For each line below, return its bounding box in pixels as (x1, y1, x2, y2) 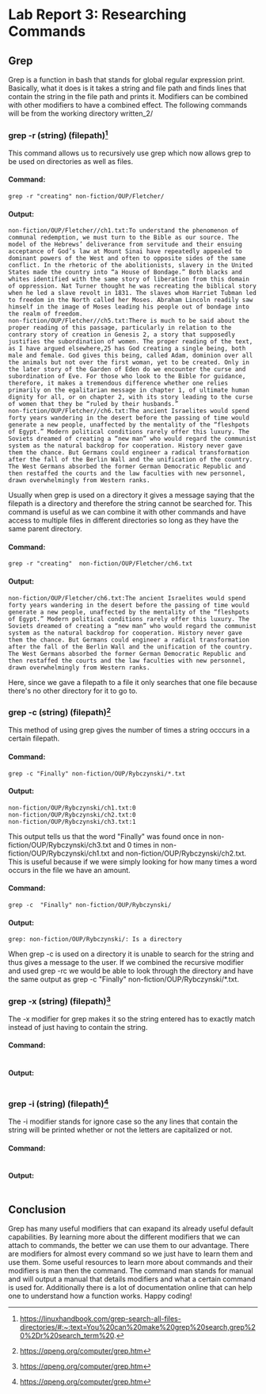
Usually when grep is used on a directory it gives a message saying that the (8, 490, 255, 500)
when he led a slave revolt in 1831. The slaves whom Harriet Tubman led (8, 289, 257, 297)
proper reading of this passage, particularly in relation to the (8, 324, 232, 332)
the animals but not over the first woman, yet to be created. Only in (8, 358, 249, 366)
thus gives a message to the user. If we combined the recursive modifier (8, 958, 244, 967)
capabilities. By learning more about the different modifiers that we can (8, 1232, 240, 1242)
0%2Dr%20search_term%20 (19, 1331, 115, 1341)
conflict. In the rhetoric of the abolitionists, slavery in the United (8, 262, 253, 270)
